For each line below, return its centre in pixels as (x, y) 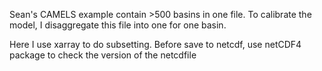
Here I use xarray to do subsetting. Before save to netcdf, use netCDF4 (155, 44)
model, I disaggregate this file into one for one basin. (118, 25)
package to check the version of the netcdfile (103, 55)
